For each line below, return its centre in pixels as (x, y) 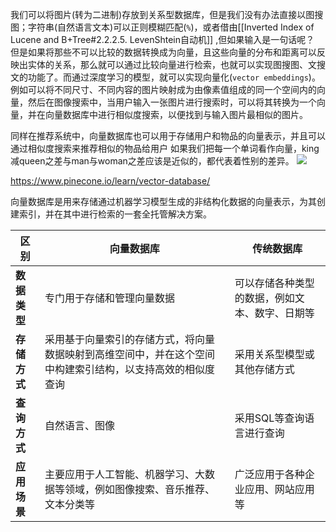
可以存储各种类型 (274, 283)
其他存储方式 (264, 369)
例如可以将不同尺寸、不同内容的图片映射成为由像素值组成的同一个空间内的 (163, 89)
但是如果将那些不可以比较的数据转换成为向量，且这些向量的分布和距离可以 (163, 52)
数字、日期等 (284, 313)
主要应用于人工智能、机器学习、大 (125, 474)
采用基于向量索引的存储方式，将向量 (130, 339)
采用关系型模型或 (274, 354)
